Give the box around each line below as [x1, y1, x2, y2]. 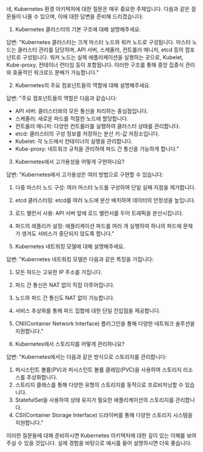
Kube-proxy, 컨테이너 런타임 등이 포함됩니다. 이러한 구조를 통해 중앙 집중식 [6, 61, 184, 68]
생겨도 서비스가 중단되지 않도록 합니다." [21, 230, 115, 237]
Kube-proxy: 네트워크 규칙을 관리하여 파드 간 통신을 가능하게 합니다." [15, 145, 179, 152]
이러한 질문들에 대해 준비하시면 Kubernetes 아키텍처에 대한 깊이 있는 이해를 [6, 432, 185, 439]
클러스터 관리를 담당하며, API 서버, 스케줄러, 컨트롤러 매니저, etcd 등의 [17, 46, 184, 53]
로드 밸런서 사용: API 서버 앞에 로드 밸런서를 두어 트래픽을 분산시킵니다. [15, 209, 184, 217]
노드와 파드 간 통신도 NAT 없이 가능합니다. [15, 294, 115, 301]
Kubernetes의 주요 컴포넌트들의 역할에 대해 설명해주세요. [15, 82, 151, 89]
